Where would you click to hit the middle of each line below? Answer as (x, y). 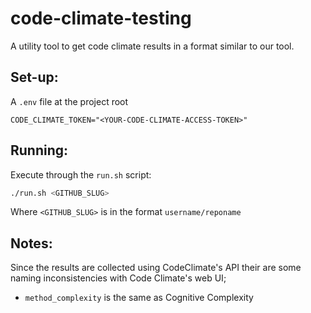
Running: (39, 150)
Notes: (31, 243)
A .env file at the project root (69, 101)
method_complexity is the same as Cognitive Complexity (139, 298)
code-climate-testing (101, 18)
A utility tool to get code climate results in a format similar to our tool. (152, 46)
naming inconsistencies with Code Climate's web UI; (118, 278)
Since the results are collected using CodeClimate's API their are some (156, 268)
